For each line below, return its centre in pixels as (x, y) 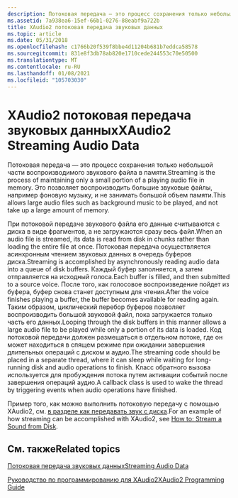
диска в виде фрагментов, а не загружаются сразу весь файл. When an (115, 232)
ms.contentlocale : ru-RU (44, 67)
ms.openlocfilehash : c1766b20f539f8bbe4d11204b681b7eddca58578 (103, 47)
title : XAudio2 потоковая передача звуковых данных (85, 27)
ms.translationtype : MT (42, 60)
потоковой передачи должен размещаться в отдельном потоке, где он (115, 337)
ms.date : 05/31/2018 (38, 40)
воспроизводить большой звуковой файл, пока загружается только (110, 315)
